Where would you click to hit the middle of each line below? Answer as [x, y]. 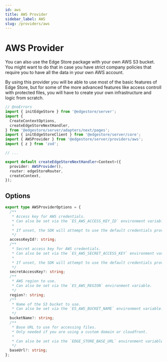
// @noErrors [19, 107]
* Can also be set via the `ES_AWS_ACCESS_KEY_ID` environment [79, 221]
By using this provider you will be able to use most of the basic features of [81, 82]
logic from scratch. [24, 98]
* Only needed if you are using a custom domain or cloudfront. [80, 332]
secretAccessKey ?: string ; [38, 272]
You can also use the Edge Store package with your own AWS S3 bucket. [80, 62]
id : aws [13, 10]
